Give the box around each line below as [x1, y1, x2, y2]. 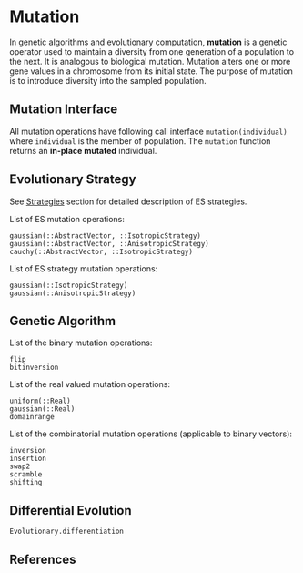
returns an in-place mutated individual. [9, 145, 157, 156]
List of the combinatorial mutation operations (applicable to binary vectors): [9, 428, 293, 439]
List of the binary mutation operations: [9, 337, 153, 348]
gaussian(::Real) [9, 404, 76, 414]
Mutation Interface [9, 102, 118, 118]
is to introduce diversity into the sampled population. [9, 75, 207, 86]
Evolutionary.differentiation [9, 527, 125, 537]
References [9, 551, 76, 567]
